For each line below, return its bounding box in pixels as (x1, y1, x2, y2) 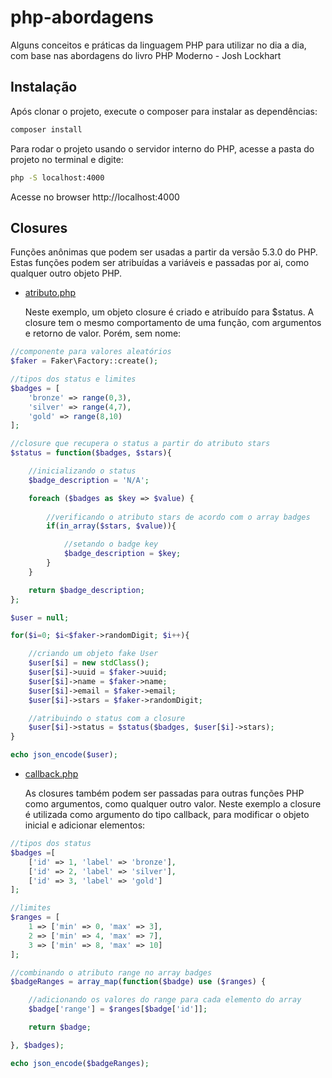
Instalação (10, 79, 78, 96)
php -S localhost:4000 (10, 172, 105, 183)
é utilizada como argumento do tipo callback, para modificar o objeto (24, 809, 310, 821)
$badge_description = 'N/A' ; (28, 475, 150, 485)
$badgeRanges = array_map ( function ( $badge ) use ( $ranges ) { (10, 977, 267, 987)
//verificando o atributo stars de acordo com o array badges (46, 512, 311, 522)
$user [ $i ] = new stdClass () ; (28, 658, 150, 668)
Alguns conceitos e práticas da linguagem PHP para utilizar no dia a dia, (10, 39, 307, 51)
